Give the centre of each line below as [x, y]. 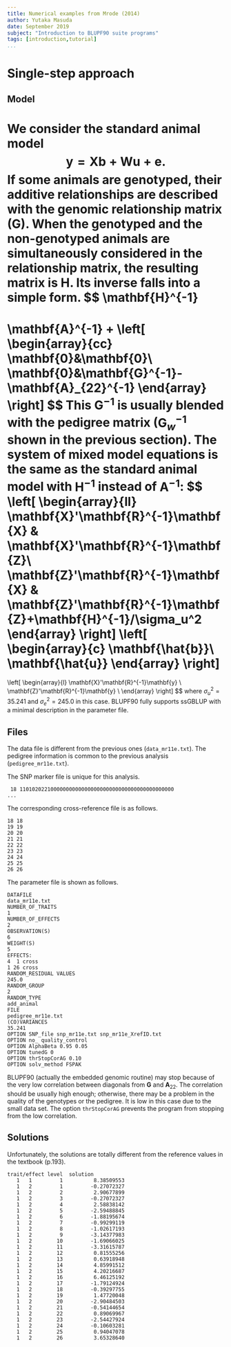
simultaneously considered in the [105, 253]
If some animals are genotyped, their [114, 180]
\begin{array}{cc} [60, 344]
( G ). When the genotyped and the [105, 224]
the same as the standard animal [102, 470]
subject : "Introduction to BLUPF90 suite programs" [83, 33]
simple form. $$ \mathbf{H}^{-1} [103, 297]
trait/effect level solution [51, 1174]
